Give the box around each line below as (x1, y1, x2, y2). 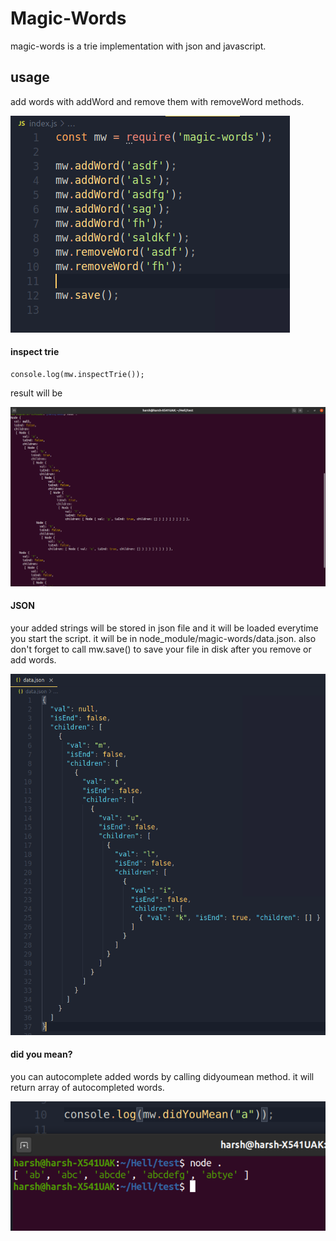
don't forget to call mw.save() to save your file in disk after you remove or (10, 643, 312, 656)
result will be (10, 387, 63, 399)
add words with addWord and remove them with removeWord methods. (10, 95, 305, 107)
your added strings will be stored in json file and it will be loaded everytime (10, 622, 319, 634)
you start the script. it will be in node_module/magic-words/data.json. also (10, 633, 317, 645)
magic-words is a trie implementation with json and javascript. (10, 40, 267, 52)
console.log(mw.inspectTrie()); (10, 369, 145, 379)
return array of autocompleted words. (10, 1082, 165, 1094)
